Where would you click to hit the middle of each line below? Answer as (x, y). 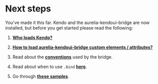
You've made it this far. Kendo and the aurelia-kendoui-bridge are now (78, 22)
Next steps (28, 9)
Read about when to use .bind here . (50, 66)
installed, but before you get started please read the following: (69, 27)
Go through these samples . (41, 76)
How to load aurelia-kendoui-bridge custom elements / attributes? (82, 47)
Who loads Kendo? (32, 37)
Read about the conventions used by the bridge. (63, 57)
